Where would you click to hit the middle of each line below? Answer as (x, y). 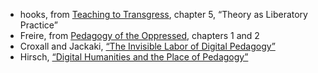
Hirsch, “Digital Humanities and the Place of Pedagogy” (134, 57)
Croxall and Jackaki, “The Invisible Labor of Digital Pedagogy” (147, 46)
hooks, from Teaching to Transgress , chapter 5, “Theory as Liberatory (163, 14)
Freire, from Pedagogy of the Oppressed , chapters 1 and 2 (139, 35)
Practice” (38, 25)
